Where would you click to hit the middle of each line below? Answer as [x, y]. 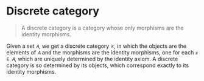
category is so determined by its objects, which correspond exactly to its [98, 65]
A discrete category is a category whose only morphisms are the [102, 28]
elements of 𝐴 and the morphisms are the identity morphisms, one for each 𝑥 [102, 52]
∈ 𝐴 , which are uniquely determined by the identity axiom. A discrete [92, 59]
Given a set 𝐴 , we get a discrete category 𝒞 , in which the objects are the [97, 46]
